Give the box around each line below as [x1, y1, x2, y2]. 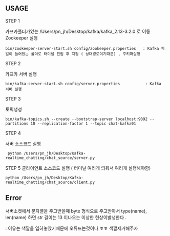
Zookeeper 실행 [5, 34, 38, 41]
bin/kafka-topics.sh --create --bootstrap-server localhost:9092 [5, 116, 147, 122]
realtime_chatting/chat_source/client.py [5, 180, 95, 185]
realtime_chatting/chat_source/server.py [5, 155, 95, 161]
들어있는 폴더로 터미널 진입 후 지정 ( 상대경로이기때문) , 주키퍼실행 [14, 51, 141, 56]
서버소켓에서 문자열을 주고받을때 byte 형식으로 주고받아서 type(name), [5, 208, 147, 214]
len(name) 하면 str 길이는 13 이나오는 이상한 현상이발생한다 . [5, 214, 127, 220]
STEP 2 [5, 60, 21, 66]
